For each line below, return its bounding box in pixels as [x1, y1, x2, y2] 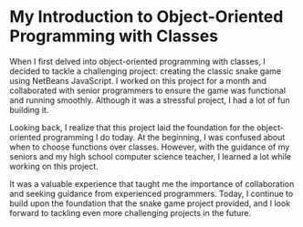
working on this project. [9, 160, 99, 171]
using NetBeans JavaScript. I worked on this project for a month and [9, 75, 266, 86]
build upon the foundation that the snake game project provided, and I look [9, 198, 290, 209]
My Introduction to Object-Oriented [9, 6, 284, 27]
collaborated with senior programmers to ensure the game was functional [9, 85, 286, 96]
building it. [9, 104, 49, 115]
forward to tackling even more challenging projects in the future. [9, 207, 252, 218]
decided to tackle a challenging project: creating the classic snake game [9, 66, 281, 77]
